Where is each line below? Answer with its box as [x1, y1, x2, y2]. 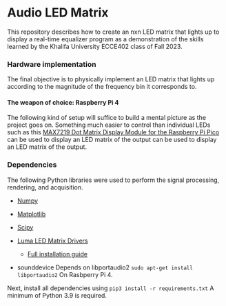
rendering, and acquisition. [7, 183, 84, 191]
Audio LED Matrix [7, 5, 109, 21]
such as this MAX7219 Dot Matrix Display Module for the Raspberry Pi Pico [7, 128, 220, 136]
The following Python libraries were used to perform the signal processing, [7, 176, 220, 184]
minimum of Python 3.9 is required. [7, 291, 107, 299]
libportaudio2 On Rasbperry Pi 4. [17, 270, 113, 278]
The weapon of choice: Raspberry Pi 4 [7, 98, 119, 106]
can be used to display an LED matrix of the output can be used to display [7, 136, 217, 144]
